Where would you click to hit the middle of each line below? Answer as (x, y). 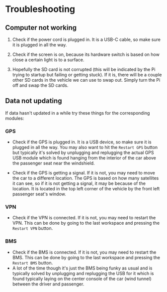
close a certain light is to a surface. (48, 60)
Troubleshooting (40, 9)
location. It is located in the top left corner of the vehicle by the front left (86, 189)
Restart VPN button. (33, 228)
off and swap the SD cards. (40, 85)
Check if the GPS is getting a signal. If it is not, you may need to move (84, 173)
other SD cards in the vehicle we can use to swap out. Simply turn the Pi (86, 80)
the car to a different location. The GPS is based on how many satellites (85, 178)
